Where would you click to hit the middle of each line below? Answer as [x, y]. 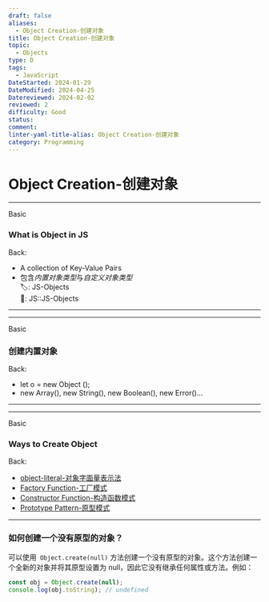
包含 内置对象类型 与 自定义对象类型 [76, 277]
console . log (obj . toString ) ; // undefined [78, 590]
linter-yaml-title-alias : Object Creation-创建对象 [94, 134]
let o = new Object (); [55, 385]
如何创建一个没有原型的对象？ [66, 538]
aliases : [23, 23]
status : [21, 120]
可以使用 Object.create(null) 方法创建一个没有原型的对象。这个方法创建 [129, 557]
